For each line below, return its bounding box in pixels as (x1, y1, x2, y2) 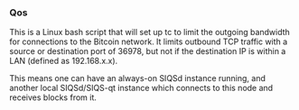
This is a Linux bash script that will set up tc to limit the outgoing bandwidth (9, 27, 291, 38)
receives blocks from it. (9, 92, 98, 103)
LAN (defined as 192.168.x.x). (9, 56, 118, 67)
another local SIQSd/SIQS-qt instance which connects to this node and (9, 83, 274, 94)
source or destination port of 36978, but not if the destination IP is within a (9, 46, 286, 57)
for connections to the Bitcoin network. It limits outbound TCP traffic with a (9, 36, 288, 47)
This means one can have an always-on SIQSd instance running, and (9, 73, 266, 84)
